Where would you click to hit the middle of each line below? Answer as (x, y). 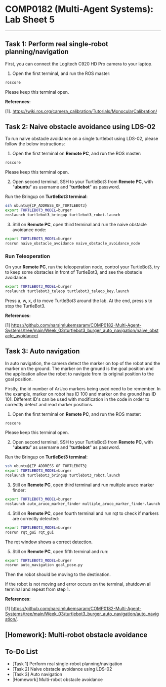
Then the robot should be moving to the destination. (58, 574)
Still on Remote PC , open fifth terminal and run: (60, 551)
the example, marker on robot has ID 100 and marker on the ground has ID (81, 394)
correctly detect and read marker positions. (49, 404)
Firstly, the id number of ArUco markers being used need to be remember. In (83, 388)
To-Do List (21, 652)
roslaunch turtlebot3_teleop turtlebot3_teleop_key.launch (67, 291)
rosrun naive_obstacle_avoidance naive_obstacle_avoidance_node (73, 243)
